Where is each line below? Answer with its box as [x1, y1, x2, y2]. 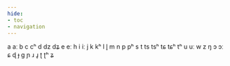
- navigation [7, 23, 46, 30]
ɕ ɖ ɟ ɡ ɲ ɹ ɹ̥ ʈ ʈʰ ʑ [7, 51, 54, 59]
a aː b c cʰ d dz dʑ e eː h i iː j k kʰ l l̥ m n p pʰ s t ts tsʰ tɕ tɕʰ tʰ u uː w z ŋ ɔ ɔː [7, 42, 224, 51]
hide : [7, 10, 23, 17]
